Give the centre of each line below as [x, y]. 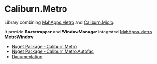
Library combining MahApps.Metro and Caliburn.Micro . [60, 22]
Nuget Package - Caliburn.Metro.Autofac [53, 51]
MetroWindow [19, 37]
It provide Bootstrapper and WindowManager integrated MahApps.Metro [78, 32]
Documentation [27, 56]
